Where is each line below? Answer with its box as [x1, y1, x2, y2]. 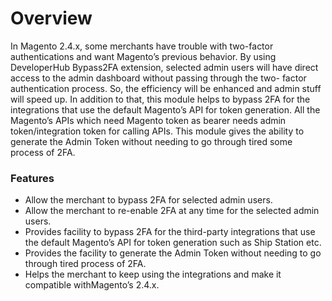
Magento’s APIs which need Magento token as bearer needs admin [10, 114, 287, 126]
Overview [10, 7, 93, 30]
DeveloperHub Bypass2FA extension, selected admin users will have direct [10, 61, 319, 73]
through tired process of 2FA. [24, 258, 147, 270]
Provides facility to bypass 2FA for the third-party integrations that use [24, 226, 316, 238]
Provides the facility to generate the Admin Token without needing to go [24, 247, 322, 259]
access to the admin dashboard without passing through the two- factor [10, 72, 307, 84]
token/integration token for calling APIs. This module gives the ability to [10, 125, 305, 137]
